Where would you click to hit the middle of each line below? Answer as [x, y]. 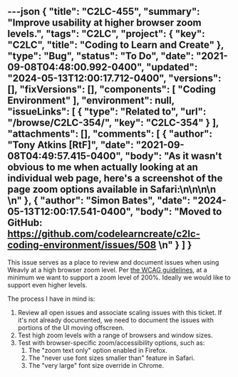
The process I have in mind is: [51, 299]
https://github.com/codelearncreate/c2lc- [104, 234]
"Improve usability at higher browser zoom [104, 23]
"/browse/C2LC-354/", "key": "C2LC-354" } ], [113, 123]
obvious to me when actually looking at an [103, 168]
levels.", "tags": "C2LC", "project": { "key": [106, 34]
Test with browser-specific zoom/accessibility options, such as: [111, 343]
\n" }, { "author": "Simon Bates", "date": [99, 201]
